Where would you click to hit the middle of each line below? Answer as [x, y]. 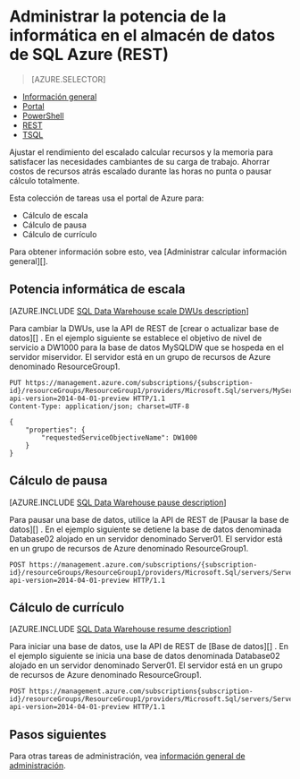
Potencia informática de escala [97, 290]
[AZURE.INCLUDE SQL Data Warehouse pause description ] [118, 502]
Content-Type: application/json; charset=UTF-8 [100, 406]
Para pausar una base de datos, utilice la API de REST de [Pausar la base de [149, 519]
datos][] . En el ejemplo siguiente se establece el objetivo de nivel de [136, 338]
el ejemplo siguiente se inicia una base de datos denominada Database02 [145, 656]
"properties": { [56, 430]
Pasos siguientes [58, 735]
